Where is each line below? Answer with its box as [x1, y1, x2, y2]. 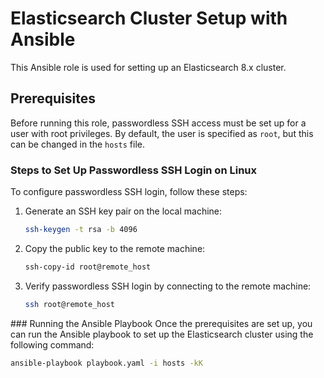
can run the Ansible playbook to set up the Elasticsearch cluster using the [10, 328, 314, 340]
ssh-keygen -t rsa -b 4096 [24, 225, 138, 235]
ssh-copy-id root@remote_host [24, 262, 152, 272]
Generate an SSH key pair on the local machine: [24, 205, 223, 217]
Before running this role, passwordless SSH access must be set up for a [10, 117, 307, 129]
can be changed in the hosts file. [10, 138, 146, 150]
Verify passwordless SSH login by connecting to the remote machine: [24, 280, 312, 292]
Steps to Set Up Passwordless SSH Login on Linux [10, 163, 258, 177]
